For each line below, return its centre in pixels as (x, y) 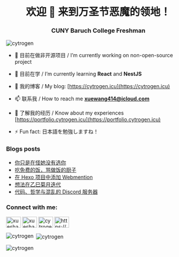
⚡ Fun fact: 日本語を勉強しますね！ (56, 131)
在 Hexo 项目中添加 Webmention (54, 177)
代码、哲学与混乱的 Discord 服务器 (56, 192)
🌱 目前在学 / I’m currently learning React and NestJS (78, 74)
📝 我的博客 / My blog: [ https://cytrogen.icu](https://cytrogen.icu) (92, 86)
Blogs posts (23, 149)
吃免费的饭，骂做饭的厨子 (45, 169)
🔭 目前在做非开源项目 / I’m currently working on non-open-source (94, 55)
